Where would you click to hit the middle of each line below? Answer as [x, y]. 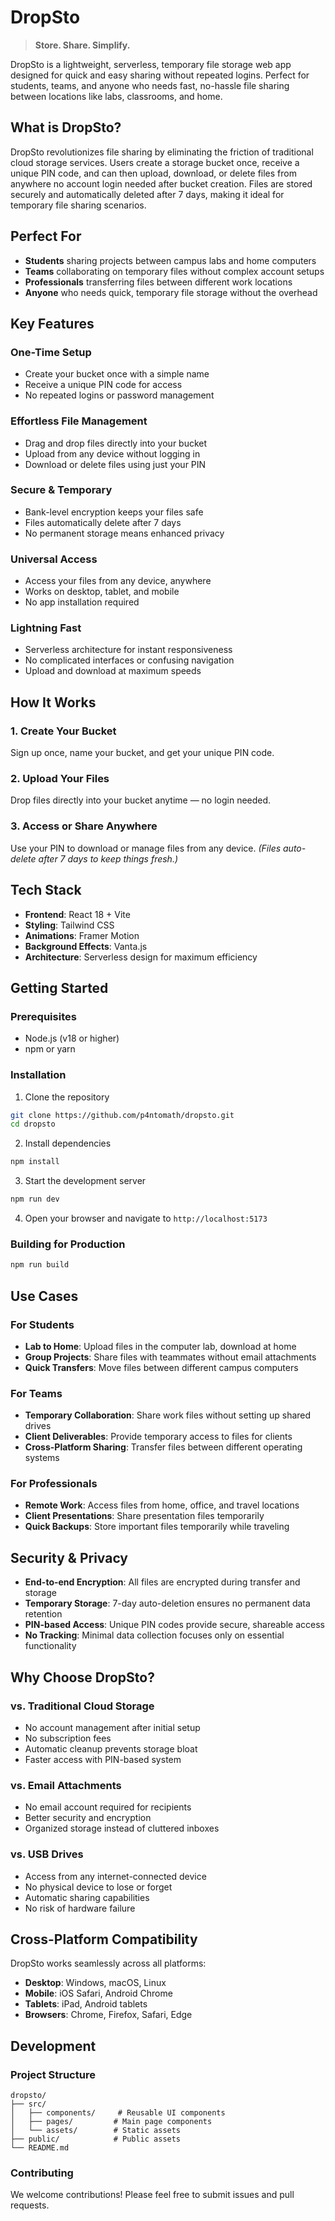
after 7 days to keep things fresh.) [108, 858]
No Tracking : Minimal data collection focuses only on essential [154, 1635]
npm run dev [35, 1199]
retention [43, 1614]
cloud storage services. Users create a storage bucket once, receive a [155, 162]
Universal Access [54, 559]
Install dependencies [68, 1143]
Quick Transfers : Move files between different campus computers [161, 1367]
